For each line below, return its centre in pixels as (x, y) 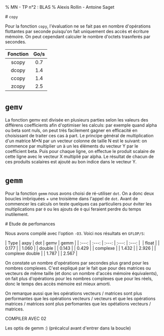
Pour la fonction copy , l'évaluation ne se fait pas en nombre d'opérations (78, 26)
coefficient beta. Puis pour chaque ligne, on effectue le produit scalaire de (80, 151)
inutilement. (17, 214)
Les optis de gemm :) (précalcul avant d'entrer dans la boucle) (68, 328)
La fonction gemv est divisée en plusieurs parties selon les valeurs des (77, 120)
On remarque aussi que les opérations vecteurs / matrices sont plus (74, 293)
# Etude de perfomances (30, 224)
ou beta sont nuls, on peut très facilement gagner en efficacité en (71, 130)
